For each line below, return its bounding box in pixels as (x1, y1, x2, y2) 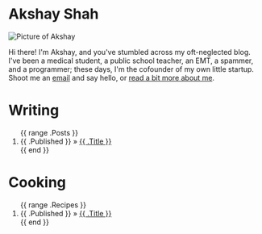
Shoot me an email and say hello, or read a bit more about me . (8, 73, 215, 82)
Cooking (8, 173, 67, 192)
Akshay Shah (8, 5, 99, 23)
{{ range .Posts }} (19, 127, 79, 137)
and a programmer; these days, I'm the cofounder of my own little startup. (8, 64, 254, 73)
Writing (8, 102, 60, 119)
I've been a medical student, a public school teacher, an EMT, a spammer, (8, 56, 254, 65)
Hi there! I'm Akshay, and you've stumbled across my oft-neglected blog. (8, 47, 252, 56)
